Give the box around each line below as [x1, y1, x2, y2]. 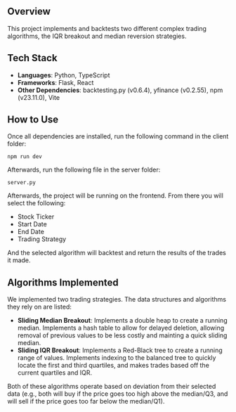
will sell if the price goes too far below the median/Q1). [7, 397, 165, 406]
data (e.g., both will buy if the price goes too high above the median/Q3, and [7, 390, 228, 398]
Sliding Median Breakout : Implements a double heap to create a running [17, 316, 228, 325]
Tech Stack [7, 52, 58, 64]
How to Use [7, 114, 59, 126]
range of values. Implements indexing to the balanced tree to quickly [17, 354, 216, 362]
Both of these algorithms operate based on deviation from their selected [7, 382, 216, 391]
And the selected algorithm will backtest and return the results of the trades [7, 249, 226, 257]
